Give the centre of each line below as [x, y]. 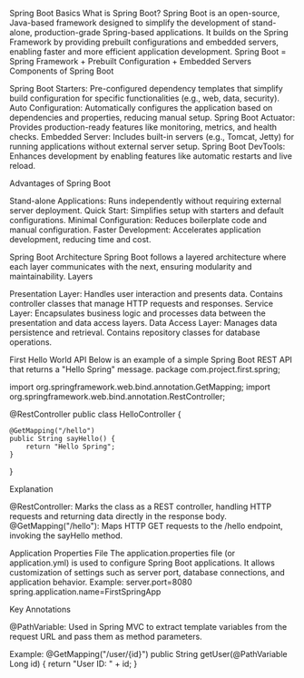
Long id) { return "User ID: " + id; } [74, 663]
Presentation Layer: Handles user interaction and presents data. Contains [146, 294]
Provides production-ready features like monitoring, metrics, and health [143, 127]
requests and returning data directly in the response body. [118, 516]
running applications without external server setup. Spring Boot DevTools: [147, 146]
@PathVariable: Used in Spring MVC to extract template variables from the [148, 627]
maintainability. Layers [51, 276]
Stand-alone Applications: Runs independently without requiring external [145, 201]
